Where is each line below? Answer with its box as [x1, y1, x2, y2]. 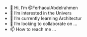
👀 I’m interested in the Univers [9, 10, 72, 16]
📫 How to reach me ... [9, 26, 56, 32]
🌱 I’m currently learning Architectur [9, 15, 82, 21]
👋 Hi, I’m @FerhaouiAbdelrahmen [9, 5, 78, 10]
